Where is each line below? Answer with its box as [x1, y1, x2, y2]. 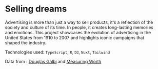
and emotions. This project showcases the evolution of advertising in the [5, 29, 151, 35]
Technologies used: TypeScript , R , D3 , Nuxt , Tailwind [5, 49, 110, 55]
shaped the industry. [5, 40, 46, 45]
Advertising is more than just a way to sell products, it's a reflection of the [5, 19, 153, 25]
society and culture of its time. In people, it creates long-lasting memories [5, 24, 154, 30]
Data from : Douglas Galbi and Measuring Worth [5, 58, 101, 64]
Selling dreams [5, 3, 67, 14]
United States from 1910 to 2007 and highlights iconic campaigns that [5, 35, 145, 41]
